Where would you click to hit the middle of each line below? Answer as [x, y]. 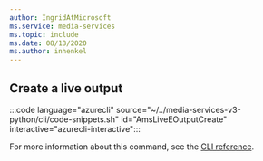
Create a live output [66, 88]
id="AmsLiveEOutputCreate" [174, 119]
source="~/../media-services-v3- [179, 109]
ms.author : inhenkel [49, 52]
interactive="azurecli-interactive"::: [75, 128]
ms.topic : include [44, 34]
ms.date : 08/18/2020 [49, 43]
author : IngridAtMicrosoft [60, 18]
